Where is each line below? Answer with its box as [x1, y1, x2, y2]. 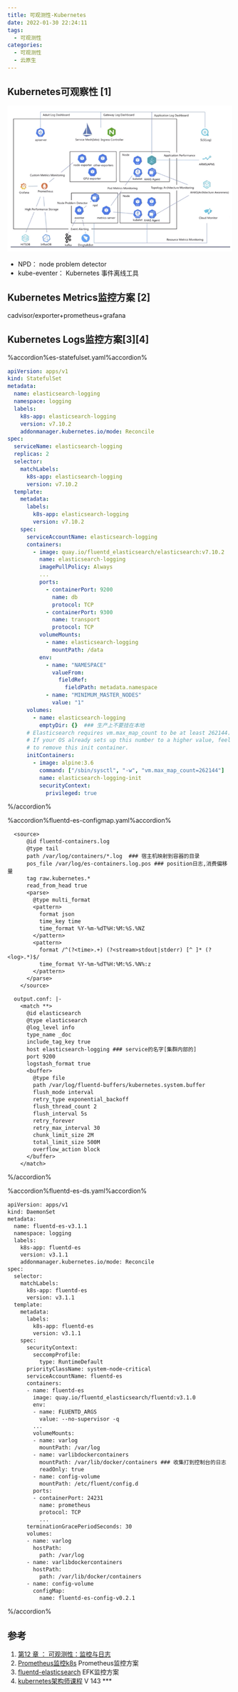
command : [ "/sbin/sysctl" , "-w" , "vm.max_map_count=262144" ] [38, 766, 224, 774]
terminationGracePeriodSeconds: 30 [26, 1523, 133, 1531]
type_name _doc [26, 1031, 72, 1038]
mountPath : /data [52, 646, 103, 654]
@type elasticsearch [26, 1017, 88, 1024]
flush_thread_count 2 [33, 1103, 98, 1111]
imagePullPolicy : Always [38, 564, 113, 571]
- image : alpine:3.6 [33, 759, 94, 767]
